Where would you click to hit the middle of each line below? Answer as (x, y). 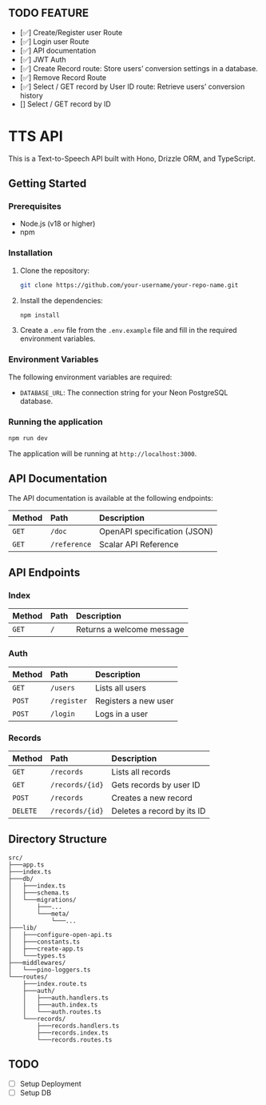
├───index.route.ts (55, 983)
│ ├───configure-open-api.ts (60, 935)
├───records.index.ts (73, 1033)
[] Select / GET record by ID (66, 104)
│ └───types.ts (37, 955)
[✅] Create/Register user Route (71, 32)
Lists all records (141, 772)
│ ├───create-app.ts (46, 949)
